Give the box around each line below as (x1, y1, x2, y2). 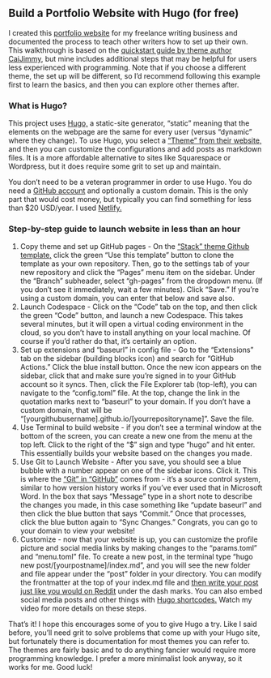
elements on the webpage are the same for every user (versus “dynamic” (8, 127, 252, 137)
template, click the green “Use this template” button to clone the (19, 251, 235, 260)
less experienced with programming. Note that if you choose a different (8, 62, 247, 72)
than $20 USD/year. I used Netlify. (8, 203, 122, 213)
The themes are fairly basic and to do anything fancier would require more (8, 645, 256, 655)
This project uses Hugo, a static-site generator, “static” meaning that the (8, 118, 250, 128)
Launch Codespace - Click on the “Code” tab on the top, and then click (19, 302, 257, 311)
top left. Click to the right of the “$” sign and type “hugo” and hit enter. (19, 440, 256, 449)
